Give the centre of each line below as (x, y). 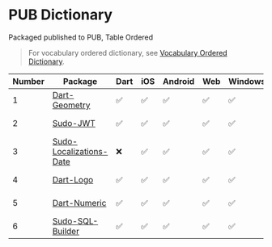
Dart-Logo (73, 179)
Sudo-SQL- (75, 221)
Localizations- (80, 151)
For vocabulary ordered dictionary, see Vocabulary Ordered (128, 52)
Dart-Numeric (79, 203)
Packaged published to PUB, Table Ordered (81, 37)
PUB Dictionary (61, 15)
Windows (246, 81)
